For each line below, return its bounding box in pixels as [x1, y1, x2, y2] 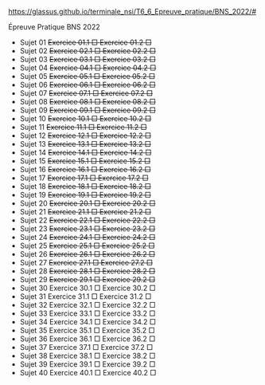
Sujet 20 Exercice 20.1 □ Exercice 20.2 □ [19, 198, 156, 208]
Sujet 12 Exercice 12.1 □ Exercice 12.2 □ [19, 131, 152, 140]
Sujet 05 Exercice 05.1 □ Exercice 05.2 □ [19, 72, 156, 81]
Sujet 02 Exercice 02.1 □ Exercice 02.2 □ [19, 46, 157, 55]
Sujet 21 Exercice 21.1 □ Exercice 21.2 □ [19, 207, 152, 216]
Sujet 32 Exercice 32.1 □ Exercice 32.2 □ [19, 301, 156, 309]
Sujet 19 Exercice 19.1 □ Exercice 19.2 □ [19, 191, 151, 199]
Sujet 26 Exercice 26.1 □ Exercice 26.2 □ [19, 249, 156, 258]
